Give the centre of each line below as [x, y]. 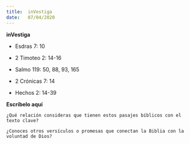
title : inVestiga [29, 12]
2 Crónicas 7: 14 [35, 81]
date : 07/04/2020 [31, 17]
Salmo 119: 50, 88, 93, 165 [47, 69]
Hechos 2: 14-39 [36, 92]
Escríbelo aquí [25, 104]
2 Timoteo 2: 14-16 [38, 58]
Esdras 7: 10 [30, 46]
